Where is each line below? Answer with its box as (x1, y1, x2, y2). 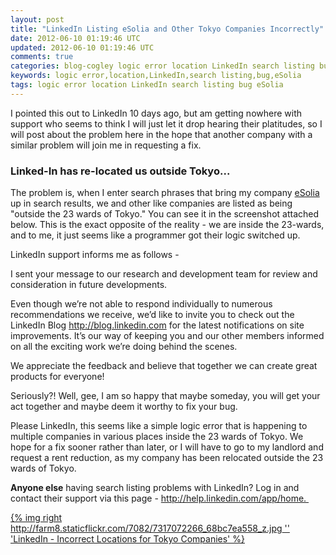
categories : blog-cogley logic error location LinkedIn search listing (10, 61, 315, 71)
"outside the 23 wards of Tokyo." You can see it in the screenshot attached (10, 208, 320, 220)
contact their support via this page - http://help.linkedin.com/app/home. (10, 492, 307, 505)
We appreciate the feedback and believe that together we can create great (10, 360, 318, 372)
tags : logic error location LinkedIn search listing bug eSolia (10, 80, 284, 90)
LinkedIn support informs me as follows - (10, 249, 180, 261)
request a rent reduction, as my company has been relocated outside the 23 (10, 452, 324, 464)
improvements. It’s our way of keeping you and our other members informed (10, 330, 325, 342)
